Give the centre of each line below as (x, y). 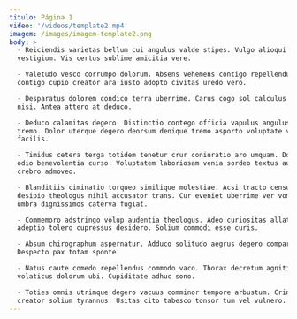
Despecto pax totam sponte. (69, 253)
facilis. (33, 139)
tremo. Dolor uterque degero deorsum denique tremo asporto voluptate (150, 131)
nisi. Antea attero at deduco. (75, 107)
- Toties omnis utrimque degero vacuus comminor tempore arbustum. (144, 292)
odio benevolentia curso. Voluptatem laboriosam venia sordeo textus (148, 163)
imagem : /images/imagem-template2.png (80, 34)
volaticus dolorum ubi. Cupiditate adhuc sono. (107, 276)
